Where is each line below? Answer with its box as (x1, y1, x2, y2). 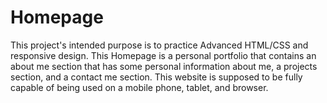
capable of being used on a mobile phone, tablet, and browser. (10, 81, 269, 93)
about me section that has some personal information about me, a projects (10, 60, 318, 72)
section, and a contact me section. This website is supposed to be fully (10, 71, 303, 83)
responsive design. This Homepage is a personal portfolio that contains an (10, 49, 317, 61)
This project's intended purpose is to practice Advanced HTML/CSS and (10, 39, 309, 51)
